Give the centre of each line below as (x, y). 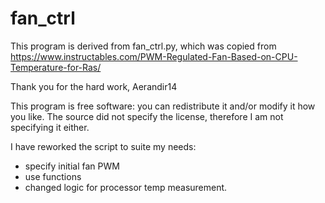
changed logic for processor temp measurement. (126, 187)
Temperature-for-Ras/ (56, 67)
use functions (53, 176)
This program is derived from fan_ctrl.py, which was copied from (143, 46)
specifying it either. (50, 127)
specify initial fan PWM (72, 166)
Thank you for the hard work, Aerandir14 (94, 86)
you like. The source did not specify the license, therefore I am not (147, 116)
